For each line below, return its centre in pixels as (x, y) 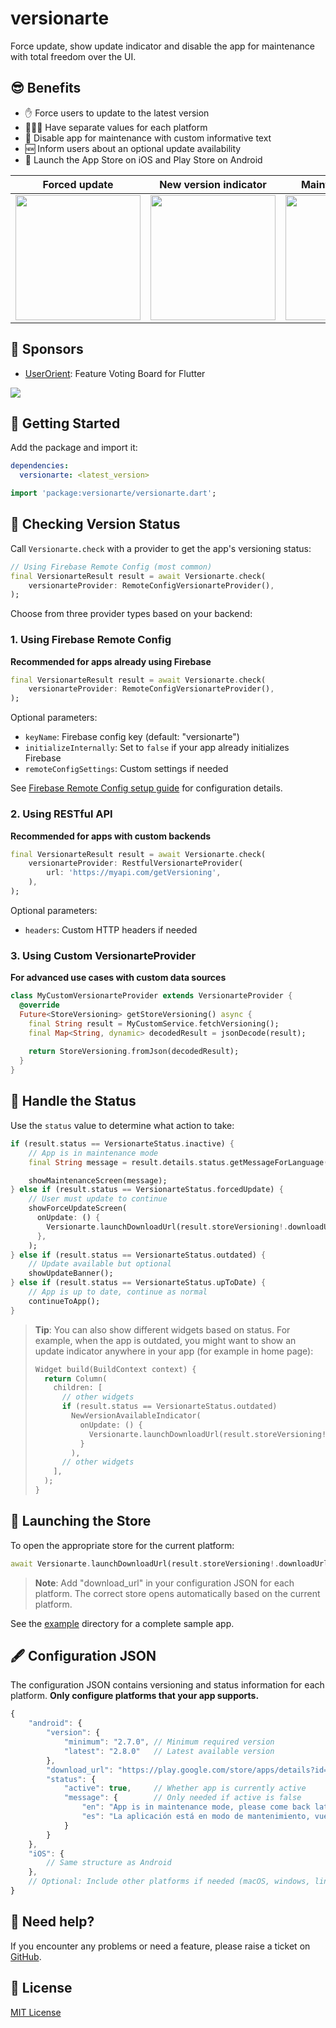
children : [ (78, 1388)
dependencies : (40, 466)
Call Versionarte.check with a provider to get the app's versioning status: (161, 548)
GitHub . (26, 1956)
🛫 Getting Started (65, 423)
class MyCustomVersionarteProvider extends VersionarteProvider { (151, 996)
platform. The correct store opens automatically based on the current (177, 1593)
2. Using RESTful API (61, 814)
